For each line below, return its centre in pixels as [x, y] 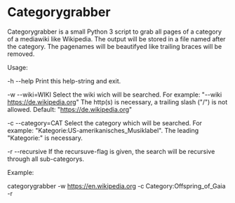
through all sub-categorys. [46, 159]
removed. [21, 54]
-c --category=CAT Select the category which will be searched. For [105, 122]
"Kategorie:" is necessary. [45, 138]
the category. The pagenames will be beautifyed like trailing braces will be [115, 46]
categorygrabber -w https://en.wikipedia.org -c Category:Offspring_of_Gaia [116, 185]
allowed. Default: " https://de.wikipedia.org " [70, 109]
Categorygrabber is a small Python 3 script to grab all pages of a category [115, 31]
